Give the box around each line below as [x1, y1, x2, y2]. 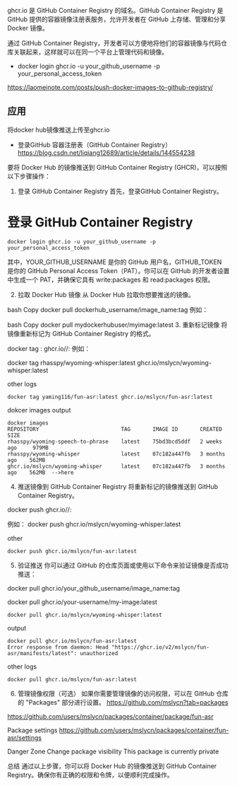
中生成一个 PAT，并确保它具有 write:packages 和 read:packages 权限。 [7, 275, 214, 284]
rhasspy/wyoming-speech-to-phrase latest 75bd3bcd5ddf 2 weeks [7, 438, 222, 445]
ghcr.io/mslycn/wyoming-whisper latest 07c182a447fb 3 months [7, 463, 226, 470]
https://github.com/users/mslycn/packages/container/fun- [59, 726, 229, 734]
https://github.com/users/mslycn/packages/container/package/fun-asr [7, 712, 214, 720]
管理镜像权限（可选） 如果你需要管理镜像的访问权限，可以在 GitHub [17, 689, 215, 698]
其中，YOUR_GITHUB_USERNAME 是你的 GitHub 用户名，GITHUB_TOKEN [7, 258, 222, 266]
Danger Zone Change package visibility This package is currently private [7, 747, 219, 756]
